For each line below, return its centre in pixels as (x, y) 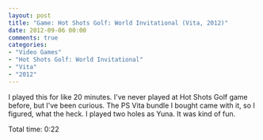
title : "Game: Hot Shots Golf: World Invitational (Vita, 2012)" (118, 23)
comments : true (33, 38)
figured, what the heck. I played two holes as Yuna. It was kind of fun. (122, 114)
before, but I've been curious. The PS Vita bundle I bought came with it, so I (132, 105)
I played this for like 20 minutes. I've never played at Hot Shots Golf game (128, 96)
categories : (28, 45)
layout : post (30, 15)
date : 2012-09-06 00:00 (48, 30)
